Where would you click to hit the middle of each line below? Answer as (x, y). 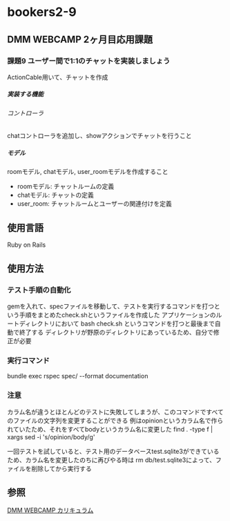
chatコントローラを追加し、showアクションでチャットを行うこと (99, 136)
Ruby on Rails (27, 245)
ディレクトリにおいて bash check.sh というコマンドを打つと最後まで (117, 324)
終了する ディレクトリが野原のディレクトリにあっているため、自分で (116, 332)
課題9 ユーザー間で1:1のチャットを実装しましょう (89, 61)
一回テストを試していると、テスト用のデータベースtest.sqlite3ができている (113, 451)
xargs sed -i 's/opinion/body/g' (51, 436)
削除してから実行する (61, 468)
